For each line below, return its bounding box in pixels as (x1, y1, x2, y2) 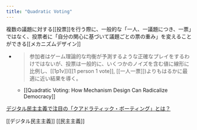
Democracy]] (23, 92, 56, 100)
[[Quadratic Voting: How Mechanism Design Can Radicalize (23, 86, 168, 94)
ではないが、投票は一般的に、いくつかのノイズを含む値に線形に (34, 60, 190, 67)
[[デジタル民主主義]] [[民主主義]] (6, 117, 85, 124)
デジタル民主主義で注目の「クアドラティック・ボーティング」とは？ (6, 105, 171, 112)
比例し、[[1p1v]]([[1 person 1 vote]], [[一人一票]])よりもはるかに (29, 67, 183, 74)
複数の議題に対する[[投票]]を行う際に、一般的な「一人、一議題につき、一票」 (6, 25, 192, 32)
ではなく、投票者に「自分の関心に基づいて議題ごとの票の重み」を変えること (6, 33, 192, 40)
